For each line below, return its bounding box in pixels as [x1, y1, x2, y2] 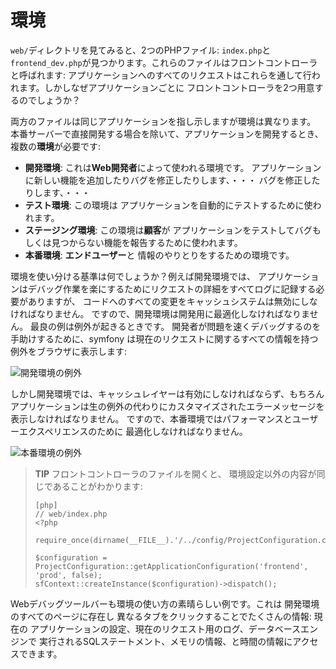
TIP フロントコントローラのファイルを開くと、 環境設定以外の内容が [34, 467, 317, 480]
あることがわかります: [52, 480, 143, 492]
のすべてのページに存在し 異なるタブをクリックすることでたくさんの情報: [10, 610, 312, 622]
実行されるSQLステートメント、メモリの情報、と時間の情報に [38, 635, 293, 647]
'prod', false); [34, 570, 103, 580]
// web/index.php [34, 509, 108, 519]
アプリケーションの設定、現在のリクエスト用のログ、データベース [29, 622, 301, 635]
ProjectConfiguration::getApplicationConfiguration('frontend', [34, 561, 309, 571]
